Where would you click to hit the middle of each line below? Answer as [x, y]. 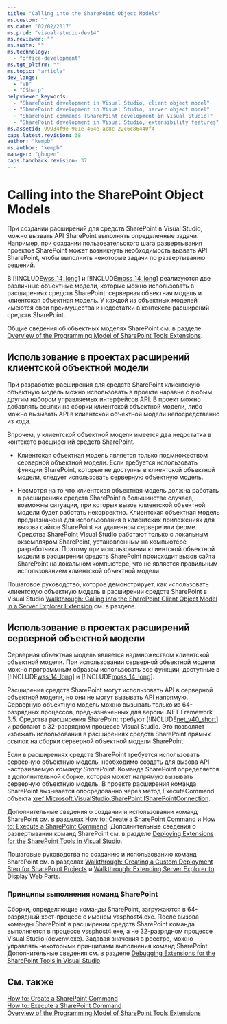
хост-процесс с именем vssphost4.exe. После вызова [120, 917]
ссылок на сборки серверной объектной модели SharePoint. [96, 741]
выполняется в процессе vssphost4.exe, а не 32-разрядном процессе [110, 931]
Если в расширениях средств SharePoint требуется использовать [104, 755]
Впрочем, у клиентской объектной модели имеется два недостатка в [109, 434]
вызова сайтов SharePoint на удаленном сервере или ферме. [107, 526]
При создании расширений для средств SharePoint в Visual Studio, [105, 228]
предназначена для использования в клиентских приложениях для [116, 520]
